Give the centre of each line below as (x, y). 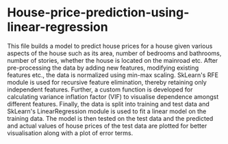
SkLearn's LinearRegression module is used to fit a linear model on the (107, 111)
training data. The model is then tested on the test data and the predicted (110, 118)
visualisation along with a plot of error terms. (70, 133)
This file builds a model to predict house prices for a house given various (110, 46)
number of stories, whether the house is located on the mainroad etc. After (113, 60)
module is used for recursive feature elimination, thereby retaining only (107, 82)
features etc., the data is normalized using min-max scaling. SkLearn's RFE (113, 75)
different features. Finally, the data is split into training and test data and (109, 104)
